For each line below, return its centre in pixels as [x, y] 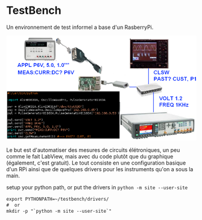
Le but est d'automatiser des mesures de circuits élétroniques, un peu [93, 150]
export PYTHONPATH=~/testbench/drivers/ [58, 200]
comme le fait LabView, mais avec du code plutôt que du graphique [90, 157]
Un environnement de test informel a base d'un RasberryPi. [80, 27]
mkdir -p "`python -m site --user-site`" [59, 212]
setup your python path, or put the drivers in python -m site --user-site [97, 187]
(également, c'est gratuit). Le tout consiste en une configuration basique [96, 163]
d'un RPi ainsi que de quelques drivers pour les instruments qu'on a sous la [100, 169]
